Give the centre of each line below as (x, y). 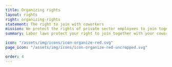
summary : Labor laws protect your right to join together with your (80, 33)
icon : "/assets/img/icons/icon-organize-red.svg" (59, 43)
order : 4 (15, 56)
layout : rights (21, 15)
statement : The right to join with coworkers (55, 24)
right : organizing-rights (33, 19)
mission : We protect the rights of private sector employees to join (81, 29)
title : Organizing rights (33, 10)
